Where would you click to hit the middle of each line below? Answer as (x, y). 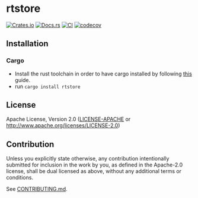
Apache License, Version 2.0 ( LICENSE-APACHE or (68, 119)
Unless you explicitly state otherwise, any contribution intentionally (88, 159)
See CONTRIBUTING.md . (37, 189)
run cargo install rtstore (47, 86)
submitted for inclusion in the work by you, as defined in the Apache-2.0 (94, 165)
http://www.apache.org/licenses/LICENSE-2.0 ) (63, 125)
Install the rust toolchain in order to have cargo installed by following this (103, 74)
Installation (27, 44)
